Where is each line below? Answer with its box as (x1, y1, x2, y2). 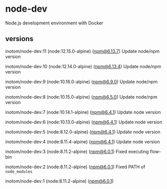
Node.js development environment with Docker (5, 20, 104, 26)
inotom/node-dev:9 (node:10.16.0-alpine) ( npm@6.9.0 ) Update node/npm (5, 78, 158, 84)
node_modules (5, 169, 33, 174)
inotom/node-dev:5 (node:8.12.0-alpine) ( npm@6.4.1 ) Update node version (5, 129, 160, 135)
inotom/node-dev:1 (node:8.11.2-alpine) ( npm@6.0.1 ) (5, 178, 114, 184)
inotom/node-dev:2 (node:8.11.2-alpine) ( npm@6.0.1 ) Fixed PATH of (5, 164, 146, 170)
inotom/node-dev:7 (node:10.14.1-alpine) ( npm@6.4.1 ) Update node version (5, 109, 161, 115)
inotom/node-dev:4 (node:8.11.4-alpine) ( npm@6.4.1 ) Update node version (5, 138, 160, 145)
